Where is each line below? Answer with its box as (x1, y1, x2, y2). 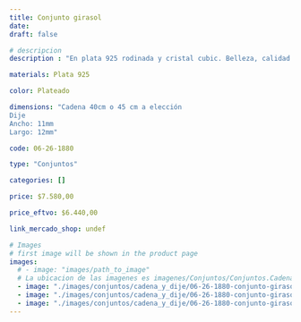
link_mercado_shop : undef (9, 225, 106, 233)
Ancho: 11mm (9, 119, 54, 128)
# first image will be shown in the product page (9, 249, 199, 258)
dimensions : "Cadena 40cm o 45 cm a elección (9, 103, 182, 112)
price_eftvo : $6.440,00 (9, 208, 99, 217)
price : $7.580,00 (9, 192, 74, 201)
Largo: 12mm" (9, 127, 58, 137)
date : (9, 21, 30, 30)
